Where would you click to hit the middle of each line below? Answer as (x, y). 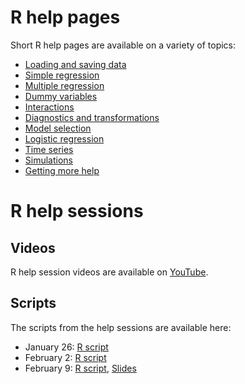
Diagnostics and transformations (92, 117)
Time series (49, 149)
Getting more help (62, 170)
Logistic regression (64, 138)
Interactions (49, 107)
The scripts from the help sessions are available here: (121, 327)
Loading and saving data (75, 64)
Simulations (48, 160)
